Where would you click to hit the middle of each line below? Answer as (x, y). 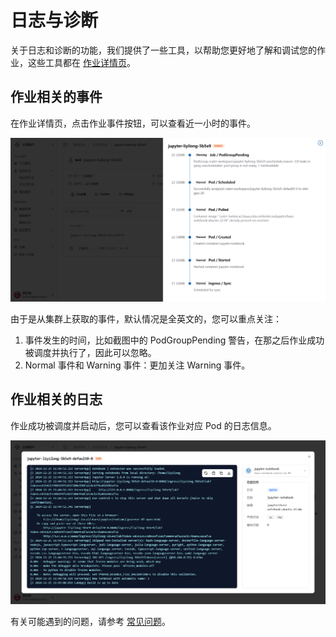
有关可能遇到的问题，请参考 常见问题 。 (90, 622)
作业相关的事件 (56, 97)
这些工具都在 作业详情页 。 (81, 62)
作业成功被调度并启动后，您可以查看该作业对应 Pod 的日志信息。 (143, 425)
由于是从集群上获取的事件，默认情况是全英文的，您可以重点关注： (146, 319)
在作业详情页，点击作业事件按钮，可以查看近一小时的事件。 (133, 123)
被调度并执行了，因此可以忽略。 (90, 353)
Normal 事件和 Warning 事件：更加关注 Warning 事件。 (137, 365)
